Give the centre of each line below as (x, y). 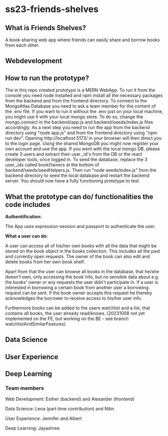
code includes (28, 204)
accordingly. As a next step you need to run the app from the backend (78, 128)
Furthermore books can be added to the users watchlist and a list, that (78, 308)
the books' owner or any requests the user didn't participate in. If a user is (82, 282)
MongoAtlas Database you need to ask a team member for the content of (81, 106)
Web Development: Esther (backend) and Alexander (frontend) (70, 399)
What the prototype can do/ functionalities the (79, 197)
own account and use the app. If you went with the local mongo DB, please (83, 149)
